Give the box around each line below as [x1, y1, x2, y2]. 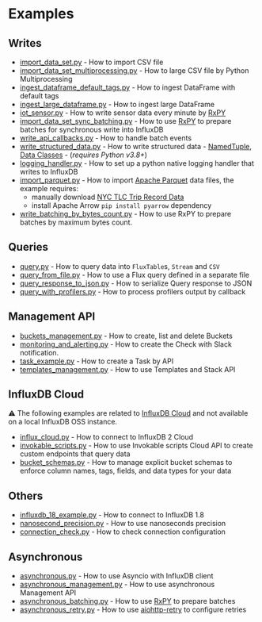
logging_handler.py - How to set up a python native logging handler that [19, 159, 255, 167]
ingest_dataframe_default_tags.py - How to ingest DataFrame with [19, 83, 236, 92]
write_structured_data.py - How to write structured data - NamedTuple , [19, 142, 252, 151]
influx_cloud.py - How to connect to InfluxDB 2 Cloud [19, 432, 194, 442]
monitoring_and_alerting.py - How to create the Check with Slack [19, 339, 232, 349]
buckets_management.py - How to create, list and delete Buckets [19, 331, 234, 340]
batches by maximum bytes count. [19, 217, 133, 227]
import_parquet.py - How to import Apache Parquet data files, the [19, 175, 234, 185]
